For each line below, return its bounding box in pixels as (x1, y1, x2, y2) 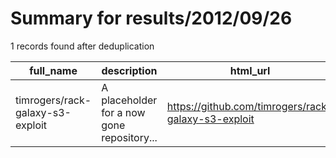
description (101, 63, 158, 77)
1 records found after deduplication (10, 40, 155, 52)
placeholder (101, 93, 158, 107)
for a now (101, 105, 146, 119)
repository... (101, 130, 158, 144)
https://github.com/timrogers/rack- (166, 99, 334, 113)
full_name (29, 63, 78, 77)
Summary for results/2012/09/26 (10, 7, 293, 30)
